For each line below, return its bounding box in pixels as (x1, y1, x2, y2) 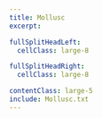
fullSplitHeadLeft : (9, 38, 82, 46)
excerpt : (9, 21, 42, 30)
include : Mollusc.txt (9, 95, 90, 104)
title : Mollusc (9, 13, 66, 22)
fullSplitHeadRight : (9, 62, 86, 72)
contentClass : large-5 (9, 87, 93, 96)
